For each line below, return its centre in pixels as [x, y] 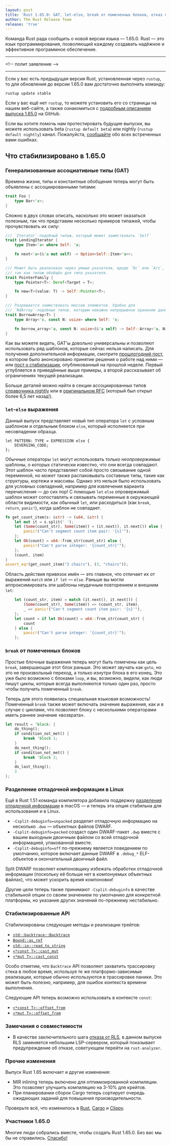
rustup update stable [28, 94]
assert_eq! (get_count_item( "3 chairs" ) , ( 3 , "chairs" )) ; [67, 565]
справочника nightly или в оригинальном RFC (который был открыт [79, 391]
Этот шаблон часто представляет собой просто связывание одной [78, 470]
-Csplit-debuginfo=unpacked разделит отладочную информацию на [85, 821]
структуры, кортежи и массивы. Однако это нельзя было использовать [83, 481]
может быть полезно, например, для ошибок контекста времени [76, 982]
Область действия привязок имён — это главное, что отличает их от [80, 574]
